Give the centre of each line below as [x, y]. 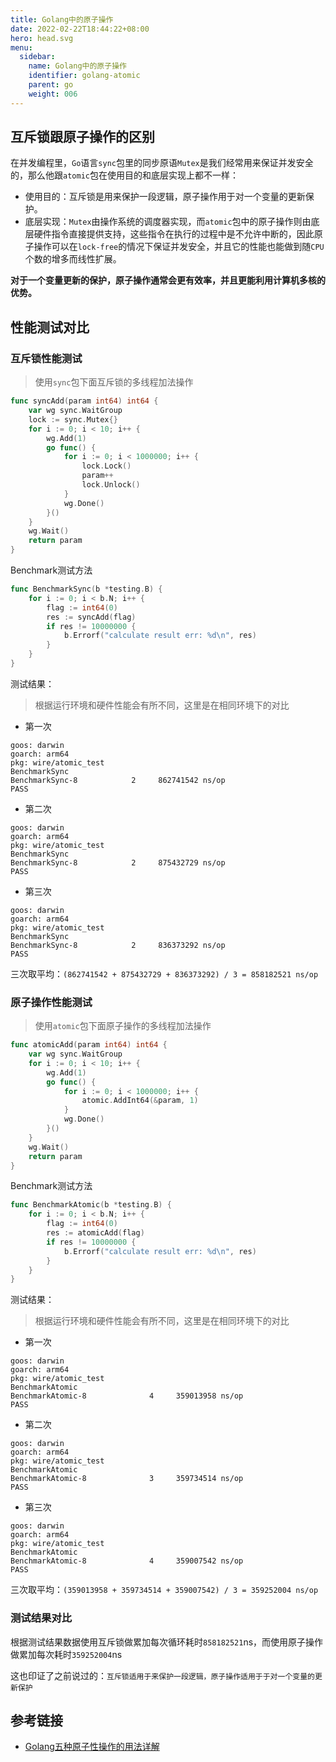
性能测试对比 [50, 327]
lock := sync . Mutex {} [73, 419]
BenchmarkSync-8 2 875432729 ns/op [118, 862]
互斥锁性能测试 [46, 358]
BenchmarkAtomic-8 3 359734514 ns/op [127, 1479]
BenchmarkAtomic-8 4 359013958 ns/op [127, 1396]
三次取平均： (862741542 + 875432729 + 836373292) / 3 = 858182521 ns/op [164, 973]
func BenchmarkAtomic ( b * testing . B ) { [91, 1205]
